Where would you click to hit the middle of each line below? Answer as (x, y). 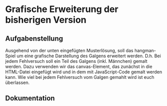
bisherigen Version (46, 20)
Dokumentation (30, 98)
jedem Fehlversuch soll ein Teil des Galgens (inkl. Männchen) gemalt (76, 61)
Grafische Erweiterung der (62, 9)
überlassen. (17, 82)
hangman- (145, 50)
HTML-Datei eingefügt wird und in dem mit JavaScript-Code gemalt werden (84, 72)
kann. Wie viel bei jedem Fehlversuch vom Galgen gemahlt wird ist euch (80, 77)
